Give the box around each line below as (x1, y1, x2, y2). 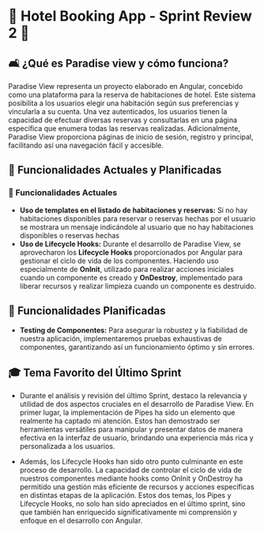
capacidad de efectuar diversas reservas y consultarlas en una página (8, 115, 238, 125)
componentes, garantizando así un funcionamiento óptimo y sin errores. (19, 342, 255, 351)
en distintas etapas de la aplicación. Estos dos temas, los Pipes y (19, 491, 232, 500)
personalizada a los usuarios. (19, 442, 115, 451)
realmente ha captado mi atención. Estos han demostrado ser (19, 416, 221, 426)
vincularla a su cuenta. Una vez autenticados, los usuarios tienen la (8, 107, 228, 116)
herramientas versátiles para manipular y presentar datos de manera (19, 424, 243, 435)
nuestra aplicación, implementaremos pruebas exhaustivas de (19, 333, 223, 343)
